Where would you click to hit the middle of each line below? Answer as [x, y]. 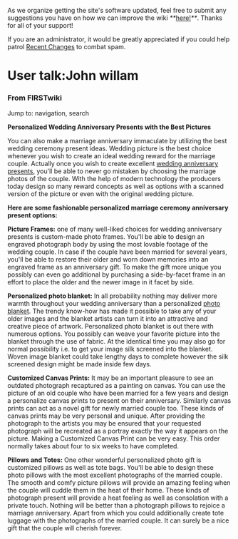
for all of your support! [40, 25]
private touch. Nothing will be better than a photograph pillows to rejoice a [117, 505]
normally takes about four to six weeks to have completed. [93, 446]
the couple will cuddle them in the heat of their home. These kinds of [108, 491]
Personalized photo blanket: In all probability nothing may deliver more [112, 296]
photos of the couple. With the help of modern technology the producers [114, 179]
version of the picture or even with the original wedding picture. [101, 194]
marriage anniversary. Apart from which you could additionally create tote [116, 513]
